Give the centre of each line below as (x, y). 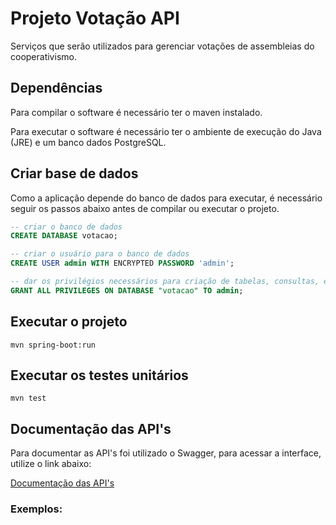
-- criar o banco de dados (66, 227)
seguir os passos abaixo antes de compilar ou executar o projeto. (145, 208)
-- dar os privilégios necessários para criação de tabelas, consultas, (165, 282)
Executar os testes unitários (99, 375)
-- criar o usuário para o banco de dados (100, 254)
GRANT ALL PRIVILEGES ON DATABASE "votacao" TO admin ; (127, 290)
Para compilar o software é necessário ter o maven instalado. (136, 112)
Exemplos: (36, 509)
